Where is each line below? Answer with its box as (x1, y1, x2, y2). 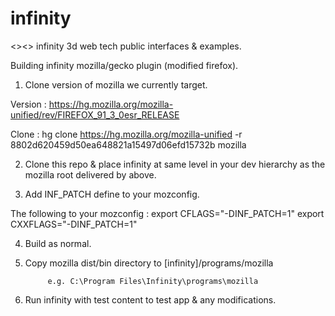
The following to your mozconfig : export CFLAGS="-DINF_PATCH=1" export (10, 207, 325, 219)
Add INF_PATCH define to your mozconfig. (24, 188, 200, 200)
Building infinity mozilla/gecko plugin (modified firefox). (10, 59, 239, 71)
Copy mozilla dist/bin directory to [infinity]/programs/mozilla (24, 257, 274, 269)
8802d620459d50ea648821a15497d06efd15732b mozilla (10, 138, 247, 151)
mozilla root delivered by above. (24, 168, 157, 181)
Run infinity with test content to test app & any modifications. (24, 293, 277, 306)
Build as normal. (24, 237, 92, 249)
